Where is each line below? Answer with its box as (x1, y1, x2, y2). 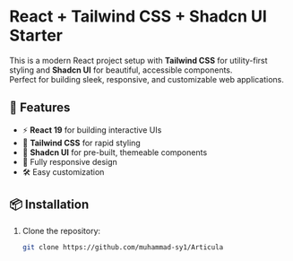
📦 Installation (9, 197, 90, 213)
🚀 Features (9, 100, 71, 116)
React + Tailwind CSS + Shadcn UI (9, 6, 267, 27)
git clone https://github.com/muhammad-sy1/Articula (22, 242, 224, 252)
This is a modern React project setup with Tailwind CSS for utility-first (9, 55, 268, 65)
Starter (9, 25, 63, 46)
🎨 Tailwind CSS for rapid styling (22, 137, 141, 148)
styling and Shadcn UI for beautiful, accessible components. (9, 65, 233, 75)
